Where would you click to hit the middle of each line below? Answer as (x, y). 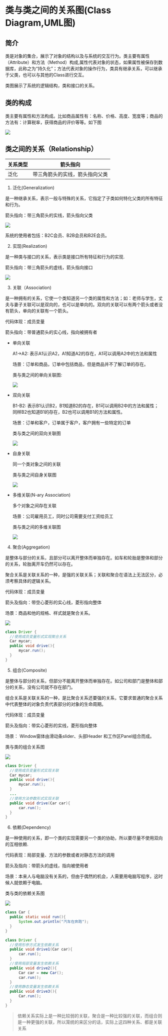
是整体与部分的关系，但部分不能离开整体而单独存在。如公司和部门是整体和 (82, 681)
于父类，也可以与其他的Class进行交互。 (46, 75)
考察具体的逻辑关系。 (31, 581)
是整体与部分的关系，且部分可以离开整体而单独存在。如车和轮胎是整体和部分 (84, 557)
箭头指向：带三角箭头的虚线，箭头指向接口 (49, 267)
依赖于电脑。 (31, 883)
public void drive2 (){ (33, 968)
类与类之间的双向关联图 (36, 433)
